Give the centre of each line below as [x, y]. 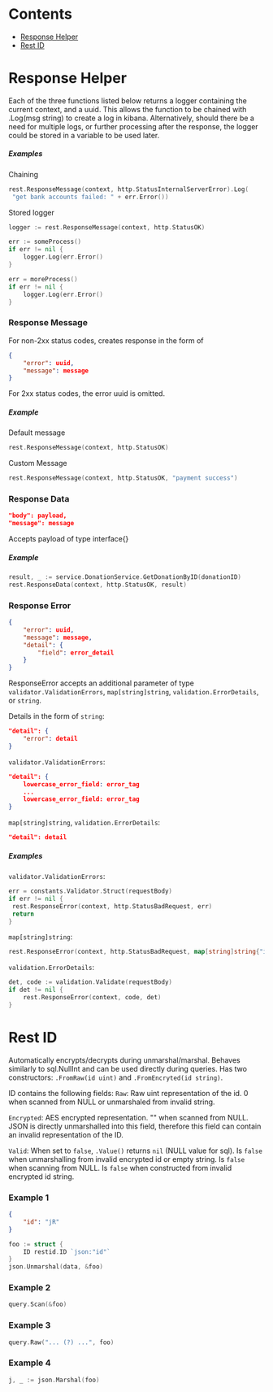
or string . [25, 701]
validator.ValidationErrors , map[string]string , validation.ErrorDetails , [134, 692]
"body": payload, [38, 516]
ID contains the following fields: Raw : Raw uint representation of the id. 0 [128, 1093]
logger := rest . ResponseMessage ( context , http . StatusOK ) [107, 227]
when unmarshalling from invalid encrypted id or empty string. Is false [127, 1159]
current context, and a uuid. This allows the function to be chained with [128, 109]
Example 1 [29, 1198]
